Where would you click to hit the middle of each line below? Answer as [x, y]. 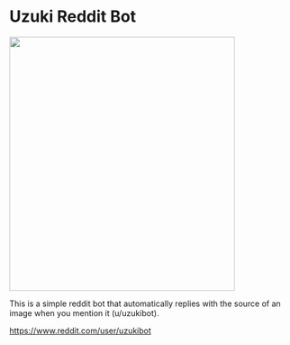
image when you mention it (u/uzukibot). [84, 312]
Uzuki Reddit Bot [73, 17]
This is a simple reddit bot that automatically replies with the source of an [145, 303]
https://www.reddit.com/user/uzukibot [80, 331]
